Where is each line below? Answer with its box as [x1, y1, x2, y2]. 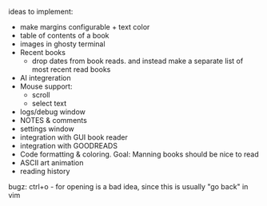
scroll [31, 90, 50, 99]
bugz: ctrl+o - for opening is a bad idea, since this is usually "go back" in [8, 182, 249, 191]
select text [31, 99, 67, 108]
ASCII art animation [19, 158, 84, 167]
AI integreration [19, 73, 71, 82]
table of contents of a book [19, 31, 110, 40]
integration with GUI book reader [19, 133, 128, 142]
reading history [19, 167, 70, 176]
